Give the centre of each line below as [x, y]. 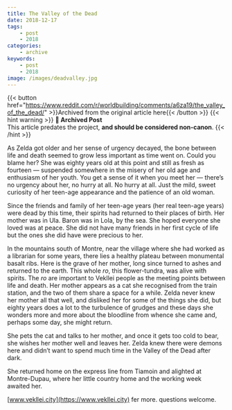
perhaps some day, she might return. [60, 323]
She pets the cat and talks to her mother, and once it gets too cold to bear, [113, 336]
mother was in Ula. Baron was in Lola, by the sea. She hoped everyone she [114, 221]
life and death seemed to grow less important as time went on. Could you [111, 155]
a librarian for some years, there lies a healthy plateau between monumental [116, 256]
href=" [17, 105]
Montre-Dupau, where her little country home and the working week [105, 379]
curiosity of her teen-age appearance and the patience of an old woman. [111, 192]
